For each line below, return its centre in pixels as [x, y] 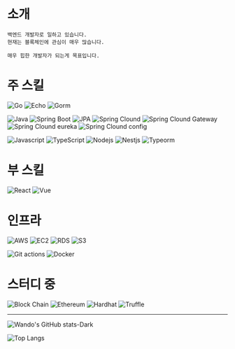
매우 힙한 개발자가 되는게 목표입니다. [54, 56]
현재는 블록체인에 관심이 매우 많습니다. [56, 42]
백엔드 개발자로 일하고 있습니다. [47, 35]
